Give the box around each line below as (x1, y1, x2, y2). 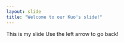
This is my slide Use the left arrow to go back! (6, 30, 119, 37)
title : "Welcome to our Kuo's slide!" (6, 14, 103, 20)
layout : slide (6, 8, 42, 15)
